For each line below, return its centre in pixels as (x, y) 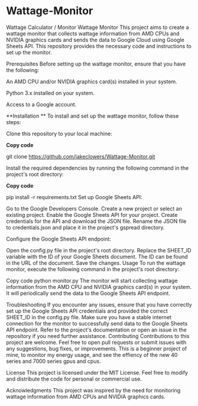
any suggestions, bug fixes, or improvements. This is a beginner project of (97, 348)
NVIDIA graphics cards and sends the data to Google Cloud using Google (95, 40)
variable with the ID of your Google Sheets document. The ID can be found (97, 256)
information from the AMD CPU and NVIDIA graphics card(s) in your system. (99, 287)
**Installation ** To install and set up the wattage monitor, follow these (92, 116)
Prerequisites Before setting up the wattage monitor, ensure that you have (96, 64)
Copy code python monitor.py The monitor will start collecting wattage (92, 280)
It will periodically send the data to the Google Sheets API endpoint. (88, 293)
